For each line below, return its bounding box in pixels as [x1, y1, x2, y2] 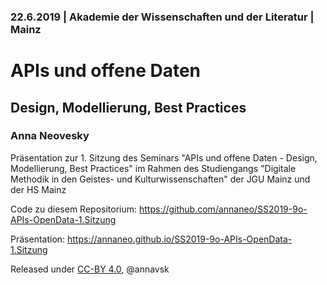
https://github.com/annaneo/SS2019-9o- [138, 203, 308, 215]
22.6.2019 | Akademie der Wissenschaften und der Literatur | [10, 10, 315, 24]
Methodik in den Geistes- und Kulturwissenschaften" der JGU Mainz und [10, 173, 311, 185]
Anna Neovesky [10, 129, 90, 143]
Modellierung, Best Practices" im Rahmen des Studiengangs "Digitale [10, 162, 297, 174]
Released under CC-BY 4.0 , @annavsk [10, 263, 170, 275]
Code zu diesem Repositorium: [10, 203, 138, 215]
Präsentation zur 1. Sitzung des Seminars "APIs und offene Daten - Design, [10, 151, 318, 164]
